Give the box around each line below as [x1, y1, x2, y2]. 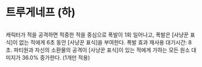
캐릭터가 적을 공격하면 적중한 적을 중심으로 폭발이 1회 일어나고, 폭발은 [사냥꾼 [5, 31, 189, 38]
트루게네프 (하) [5, 5, 76, 19]
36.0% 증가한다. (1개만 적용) [21, 54, 90, 61]
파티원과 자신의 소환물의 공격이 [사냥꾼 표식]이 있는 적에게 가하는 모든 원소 [13, 46, 190, 54]
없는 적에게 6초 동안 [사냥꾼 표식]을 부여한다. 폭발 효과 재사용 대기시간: [18, 38, 187, 46]
